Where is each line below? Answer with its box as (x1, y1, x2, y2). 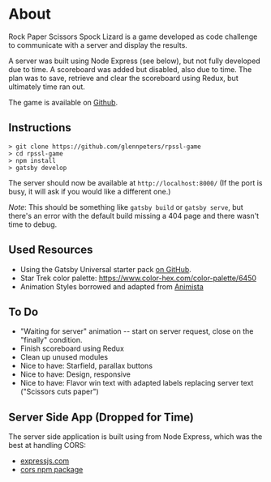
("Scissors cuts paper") (19, 386, 99, 397)
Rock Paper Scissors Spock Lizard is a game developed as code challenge (8, 32, 258, 41)
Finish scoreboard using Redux (19, 343, 124, 353)
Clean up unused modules (19, 352, 108, 362)
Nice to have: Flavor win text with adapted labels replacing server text (19, 378, 254, 388)
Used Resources (8, 243, 93, 257)
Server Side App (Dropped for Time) (8, 410, 195, 424)
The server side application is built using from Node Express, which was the (8, 432, 263, 441)
